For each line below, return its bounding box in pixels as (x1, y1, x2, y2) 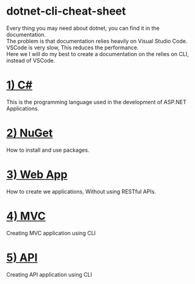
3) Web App (6, 168, 68, 181)
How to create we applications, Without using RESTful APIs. (6, 188, 157, 195)
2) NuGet (6, 126, 53, 140)
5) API (6, 250, 38, 264)
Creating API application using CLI (6, 271, 93, 278)
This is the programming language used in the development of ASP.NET (6, 98, 187, 105)
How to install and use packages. (6, 146, 90, 154)
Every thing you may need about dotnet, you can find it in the (6, 24, 160, 32)
